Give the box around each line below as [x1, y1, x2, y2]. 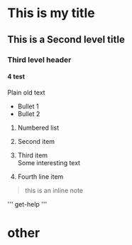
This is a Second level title [7, 33, 126, 46]
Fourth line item [17, 172, 64, 181]
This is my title [7, 5, 95, 21]
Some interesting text [17, 158, 80, 167]
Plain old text [7, 88, 45, 97]
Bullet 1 [17, 102, 39, 110]
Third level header [7, 55, 72, 65]
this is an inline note [24, 186, 84, 194]
